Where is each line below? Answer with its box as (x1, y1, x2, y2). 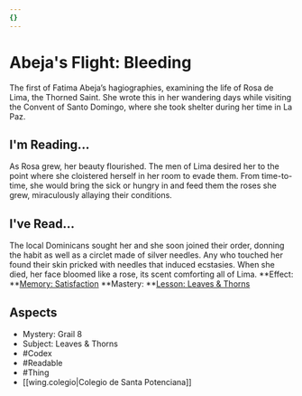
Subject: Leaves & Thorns (22, 338, 119, 349)
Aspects (9, 305, 58, 320)
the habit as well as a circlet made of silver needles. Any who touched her (9, 250, 284, 260)
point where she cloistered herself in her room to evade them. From (9, 171, 260, 182)
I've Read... (9, 216, 75, 231)
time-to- (261, 171, 293, 182)
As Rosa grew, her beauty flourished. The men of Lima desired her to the (9, 161, 279, 172)
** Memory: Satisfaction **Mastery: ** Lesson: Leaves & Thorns (9, 278, 251, 289)
